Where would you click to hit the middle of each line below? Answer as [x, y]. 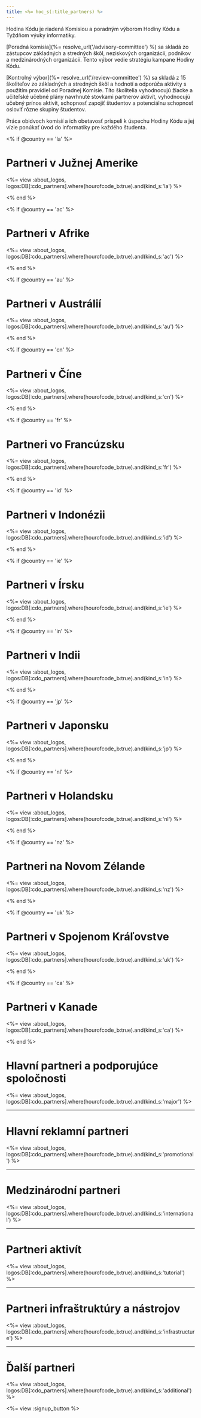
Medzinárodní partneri [63, 1190]
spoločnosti [36, 1078]
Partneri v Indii [43, 655]
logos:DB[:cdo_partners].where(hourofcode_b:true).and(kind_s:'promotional [100, 1154]
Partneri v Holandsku [60, 796]
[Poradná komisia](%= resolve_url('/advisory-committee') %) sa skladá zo [98, 47]
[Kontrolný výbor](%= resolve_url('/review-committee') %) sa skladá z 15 [96, 77]
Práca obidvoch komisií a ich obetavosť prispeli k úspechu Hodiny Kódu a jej [100, 121]
